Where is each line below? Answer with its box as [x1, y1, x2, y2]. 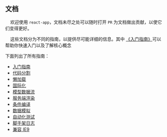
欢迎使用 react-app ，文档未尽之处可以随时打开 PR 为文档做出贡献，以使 [10, 19, 158, 25]
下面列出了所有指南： [5, 53, 49, 59]
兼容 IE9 [12, 126, 30, 132]
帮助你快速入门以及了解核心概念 [5, 42, 71, 48]
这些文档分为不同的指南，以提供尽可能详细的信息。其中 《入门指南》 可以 [10, 36, 161, 42]
